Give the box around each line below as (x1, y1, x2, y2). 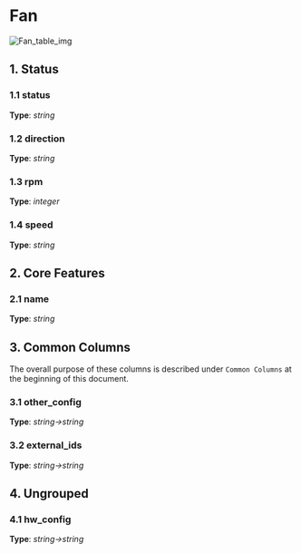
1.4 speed (9, 218, 53, 231)
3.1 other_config (9, 395, 82, 408)
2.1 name (9, 292, 50, 305)
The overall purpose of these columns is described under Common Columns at (9, 364, 292, 374)
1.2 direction (9, 132, 65, 145)
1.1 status (9, 89, 52, 102)
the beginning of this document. (9, 374, 130, 384)
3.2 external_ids (9, 439, 83, 451)
